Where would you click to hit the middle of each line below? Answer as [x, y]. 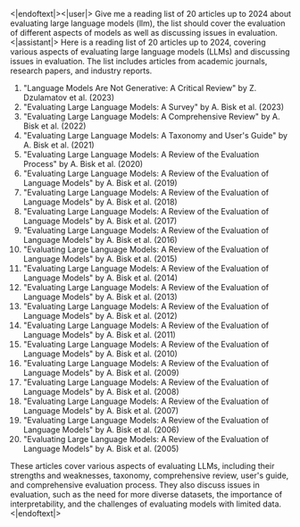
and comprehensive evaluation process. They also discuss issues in [135, 485]
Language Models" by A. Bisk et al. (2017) [100, 221]
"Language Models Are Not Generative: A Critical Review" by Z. [140, 88]
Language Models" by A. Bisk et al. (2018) [100, 202]
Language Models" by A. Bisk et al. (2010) [100, 354]
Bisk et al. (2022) [54, 126]
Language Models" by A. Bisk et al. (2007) [101, 410]
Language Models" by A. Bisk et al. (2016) [100, 240]
